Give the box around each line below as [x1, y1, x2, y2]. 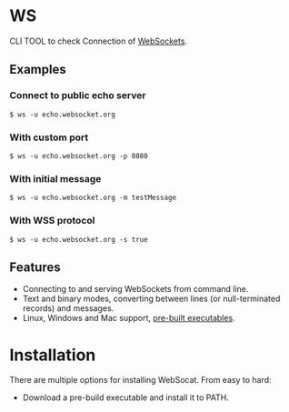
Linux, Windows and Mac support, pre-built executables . [22, 313, 235, 324]
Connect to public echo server [9, 89, 146, 102]
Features [9, 259, 61, 275]
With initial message [9, 172, 102, 185]
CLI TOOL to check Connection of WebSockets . [9, 35, 188, 46]
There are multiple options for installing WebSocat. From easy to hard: [9, 375, 272, 386]
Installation [9, 345, 96, 365]
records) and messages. [22, 303, 115, 314]
